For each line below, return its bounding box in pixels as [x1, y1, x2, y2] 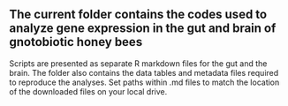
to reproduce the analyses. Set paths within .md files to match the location [9, 77, 280, 87]
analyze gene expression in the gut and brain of [9, 21, 277, 36]
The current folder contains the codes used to [9, 7, 268, 22]
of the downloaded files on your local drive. [9, 86, 168, 96]
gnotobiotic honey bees [9, 34, 143, 49]
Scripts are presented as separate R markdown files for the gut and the [9, 57, 268, 69]
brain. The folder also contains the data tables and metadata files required [9, 67, 279, 78]
